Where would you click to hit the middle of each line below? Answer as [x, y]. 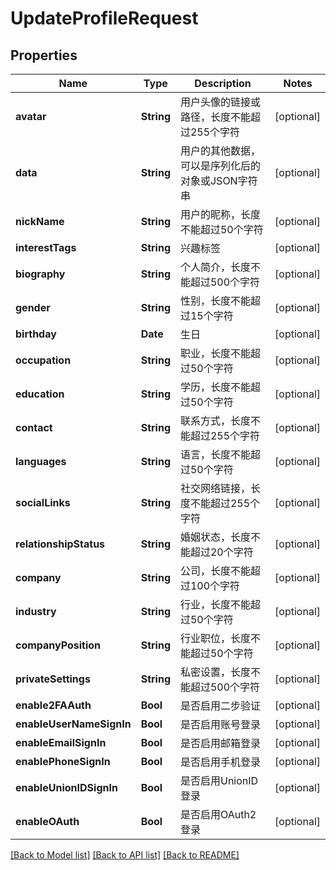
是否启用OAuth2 [218, 814]
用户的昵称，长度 [220, 214]
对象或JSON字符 [218, 180]
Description [223, 83]
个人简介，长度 [215, 267]
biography [40, 274]
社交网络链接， [215, 488]
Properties [44, 55]
